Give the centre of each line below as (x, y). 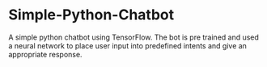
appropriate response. (45, 54)
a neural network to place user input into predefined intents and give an (127, 45)
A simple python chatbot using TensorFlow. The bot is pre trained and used (133, 37)
